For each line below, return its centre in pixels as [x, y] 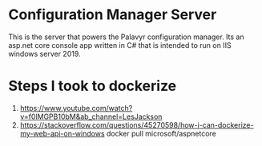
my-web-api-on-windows [62, 133]
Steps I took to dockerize [93, 86]
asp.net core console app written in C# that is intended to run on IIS [120, 45]
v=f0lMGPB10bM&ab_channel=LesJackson [91, 116]
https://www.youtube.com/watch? [76, 108]
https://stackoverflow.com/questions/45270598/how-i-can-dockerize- [137, 124]
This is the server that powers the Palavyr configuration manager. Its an [126, 37]
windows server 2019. [45, 53]
